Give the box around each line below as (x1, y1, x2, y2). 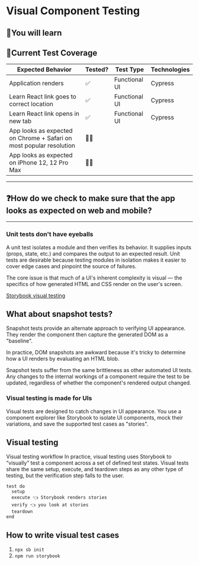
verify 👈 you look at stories (11, 502, 89, 508)
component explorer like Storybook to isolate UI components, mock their (6, 414, 184, 421)
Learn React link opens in (9, 110, 80, 118)
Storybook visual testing (6, 292, 66, 299)
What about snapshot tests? (6, 309, 113, 319)
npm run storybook (14, 553, 60, 559)
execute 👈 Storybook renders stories (11, 494, 108, 501)
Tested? (85, 65, 108, 74)
